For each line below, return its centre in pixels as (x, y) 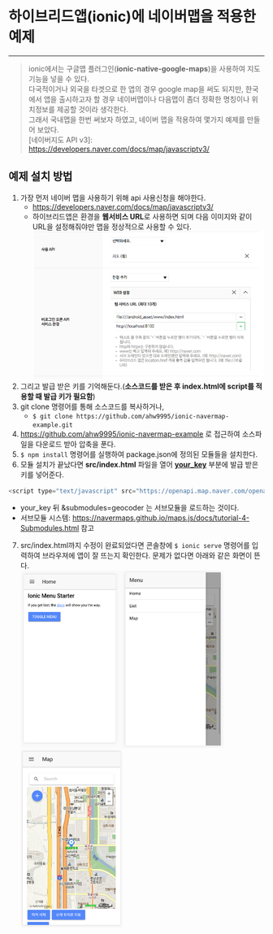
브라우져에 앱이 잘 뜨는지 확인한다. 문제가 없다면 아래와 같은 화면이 (147, 556)
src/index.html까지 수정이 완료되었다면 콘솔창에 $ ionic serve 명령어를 (135, 545)
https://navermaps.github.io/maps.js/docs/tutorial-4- (161, 518)
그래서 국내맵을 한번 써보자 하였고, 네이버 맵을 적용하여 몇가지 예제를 (136, 119)
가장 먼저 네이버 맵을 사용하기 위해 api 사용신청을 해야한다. (113, 198)
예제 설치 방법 (41, 177)
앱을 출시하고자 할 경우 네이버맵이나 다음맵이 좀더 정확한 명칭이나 (147, 99)
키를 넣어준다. (42, 475)
